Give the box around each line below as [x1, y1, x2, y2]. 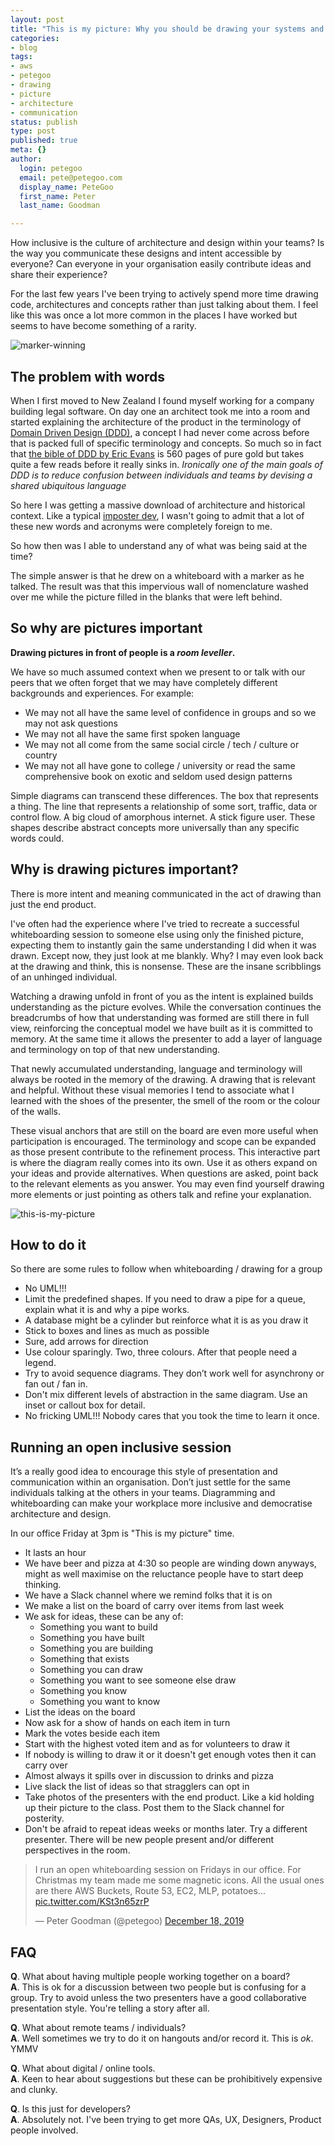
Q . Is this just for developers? [10, 2103, 132, 2115]
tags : [10, 52, 33, 62]
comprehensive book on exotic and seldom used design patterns [24, 770, 293, 782]
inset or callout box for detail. [24, 1399, 146, 1411]
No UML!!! [24, 1282, 67, 1295]
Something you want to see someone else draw [39, 1674, 237, 1686]
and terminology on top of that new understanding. [10, 1043, 221, 1055]
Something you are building [39, 1642, 154, 1655]
